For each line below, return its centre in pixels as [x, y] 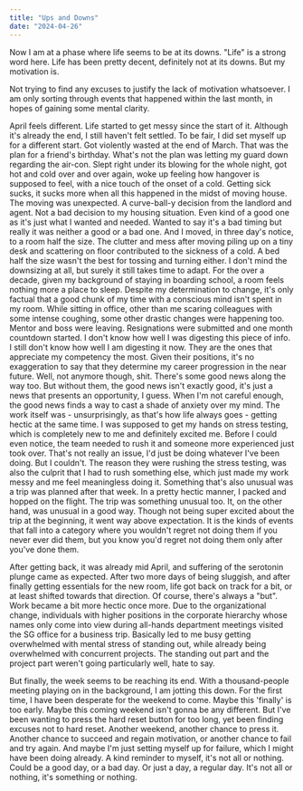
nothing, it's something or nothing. [73, 777]
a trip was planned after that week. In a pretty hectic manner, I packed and [148, 491]
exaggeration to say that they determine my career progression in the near [148, 366]
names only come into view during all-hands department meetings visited [146, 624]
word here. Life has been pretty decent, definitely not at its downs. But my [147, 62]
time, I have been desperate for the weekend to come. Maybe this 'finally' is [151, 699]
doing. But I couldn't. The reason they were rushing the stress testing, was [148, 462]
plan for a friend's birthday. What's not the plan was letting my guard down [149, 154]
